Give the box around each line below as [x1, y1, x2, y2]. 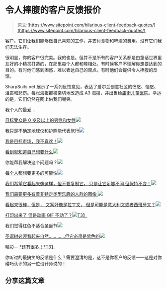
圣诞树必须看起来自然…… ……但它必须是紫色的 [5, 233, 100, 239]
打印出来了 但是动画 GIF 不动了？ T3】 [5, 212, 87, 218]
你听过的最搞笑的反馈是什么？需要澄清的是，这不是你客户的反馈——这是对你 [5, 254, 162, 260]
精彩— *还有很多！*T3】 [5, 244, 56, 250]
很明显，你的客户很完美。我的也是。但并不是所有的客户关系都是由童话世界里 [5, 54, 162, 60]
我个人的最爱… [5, 106, 36, 112]
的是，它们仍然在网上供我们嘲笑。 [5, 96, 75, 102]
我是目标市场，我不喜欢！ [5, 138, 58, 144]
